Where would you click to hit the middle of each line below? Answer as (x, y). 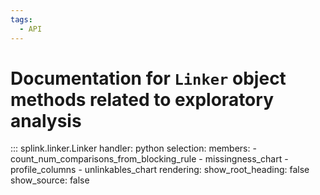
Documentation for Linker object (148, 78)
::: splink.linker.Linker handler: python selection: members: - (133, 148)
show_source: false (50, 180)
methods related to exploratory (142, 99)
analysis (46, 120)
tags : (21, 19)
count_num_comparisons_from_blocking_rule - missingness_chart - (149, 159)
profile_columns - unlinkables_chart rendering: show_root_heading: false (160, 170)
